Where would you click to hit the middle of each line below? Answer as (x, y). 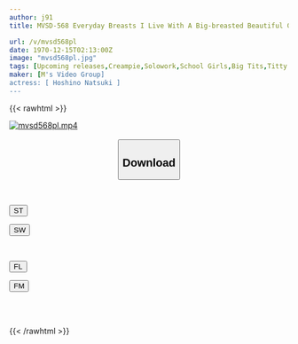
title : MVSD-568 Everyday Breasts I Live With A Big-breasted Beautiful (146, 26)
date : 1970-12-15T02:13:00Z (61, 50)
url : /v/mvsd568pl (43, 42)
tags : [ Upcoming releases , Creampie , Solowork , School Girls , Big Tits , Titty (149, 66)
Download (149, 163)
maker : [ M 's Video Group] (57, 75)
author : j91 (31, 17)
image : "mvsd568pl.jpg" (53, 59)
